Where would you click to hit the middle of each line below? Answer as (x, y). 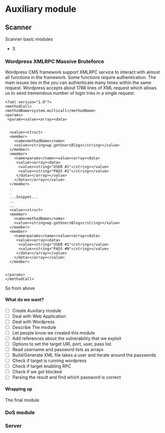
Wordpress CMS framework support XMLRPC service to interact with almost (82, 72)
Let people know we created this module (53, 333)
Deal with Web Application (39, 316)
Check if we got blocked (37, 372)
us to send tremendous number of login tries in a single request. (70, 93)
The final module (22, 400)
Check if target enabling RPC (42, 366)
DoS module (20, 413)
